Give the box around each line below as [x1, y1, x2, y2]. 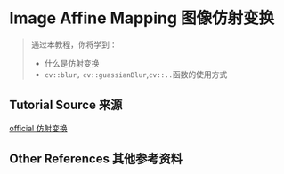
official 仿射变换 [9, 123, 69, 133]
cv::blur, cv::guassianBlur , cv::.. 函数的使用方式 [44, 68, 228, 80]
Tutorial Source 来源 [9, 98, 123, 113]
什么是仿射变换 [44, 58, 100, 68]
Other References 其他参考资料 [9, 152, 183, 167]
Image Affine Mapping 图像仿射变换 [9, 8, 275, 28]
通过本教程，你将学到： [30, 39, 118, 50]
